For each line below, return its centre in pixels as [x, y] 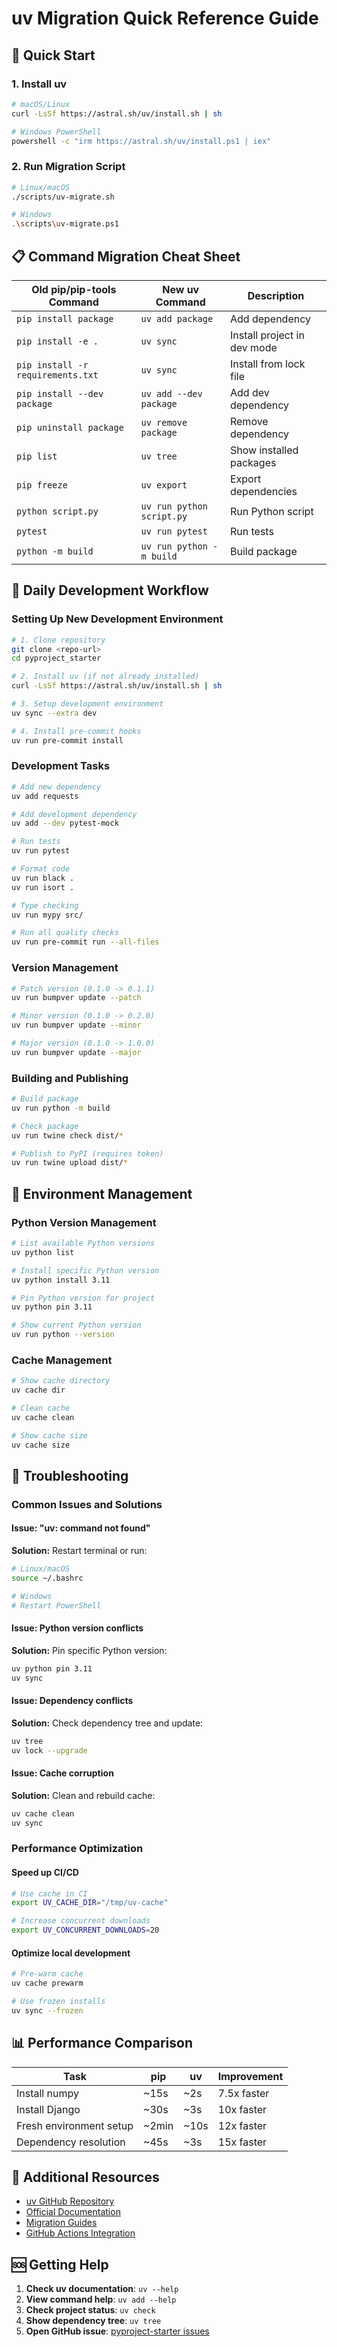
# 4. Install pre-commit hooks [76, 731]
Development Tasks [61, 766]
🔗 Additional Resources [85, 2177]
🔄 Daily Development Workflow [110, 590]
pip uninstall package [70, 427]
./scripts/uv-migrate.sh [63, 197]
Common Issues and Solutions [87, 1504]
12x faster [242, 2125]
